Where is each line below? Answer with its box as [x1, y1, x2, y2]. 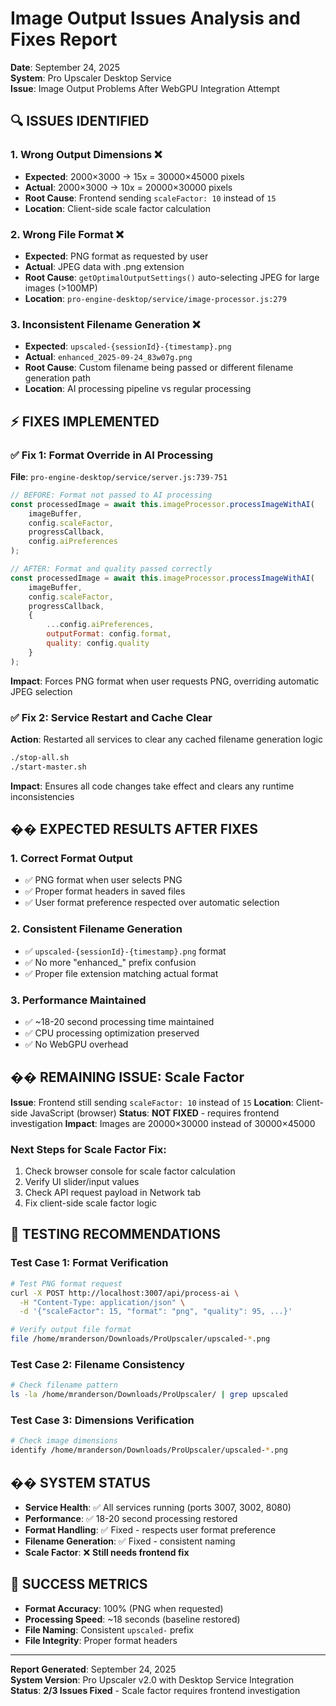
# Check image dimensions [10, 1436, 118, 1446]
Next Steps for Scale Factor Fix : [10, 1142, 167, 1156]
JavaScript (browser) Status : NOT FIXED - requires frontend [29, 1107, 280, 1119]
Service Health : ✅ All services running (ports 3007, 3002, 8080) [24, 1501, 292, 1513]
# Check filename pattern [10, 1380, 118, 1391]
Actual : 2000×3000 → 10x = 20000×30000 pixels [24, 181, 233, 193]
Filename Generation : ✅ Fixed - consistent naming [24, 1535, 236, 1547]
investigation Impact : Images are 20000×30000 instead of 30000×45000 [10, 1117, 316, 1129]
